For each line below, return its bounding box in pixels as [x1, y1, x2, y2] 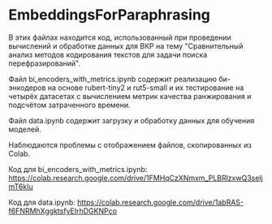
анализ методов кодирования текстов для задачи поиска [8, 50, 208, 59]
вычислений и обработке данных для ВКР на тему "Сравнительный [8, 41, 244, 50]
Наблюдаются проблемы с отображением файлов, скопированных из [8, 140, 252, 149]
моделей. [8, 124, 42, 134]
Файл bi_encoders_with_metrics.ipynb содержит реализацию [8, 74, 218, 84]
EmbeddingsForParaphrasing [8, 6, 211, 24]
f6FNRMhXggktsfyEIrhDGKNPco [8, 205, 118, 216]
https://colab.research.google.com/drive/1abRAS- [76, 197, 244, 207]
